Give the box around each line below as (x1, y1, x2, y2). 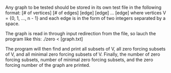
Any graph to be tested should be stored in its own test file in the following (5, 5, 162, 10)
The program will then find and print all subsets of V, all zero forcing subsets (5, 46, 166, 52)
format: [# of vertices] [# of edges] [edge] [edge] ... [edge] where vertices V (5, 10, 166, 16)
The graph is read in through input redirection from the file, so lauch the (5, 31, 156, 36)
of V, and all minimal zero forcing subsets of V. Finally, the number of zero (5, 51, 160, 57)
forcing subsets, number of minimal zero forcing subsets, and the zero (5, 57, 153, 63)
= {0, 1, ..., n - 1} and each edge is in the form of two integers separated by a (5, 15, 166, 21)
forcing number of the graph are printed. (5, 62, 90, 68)
